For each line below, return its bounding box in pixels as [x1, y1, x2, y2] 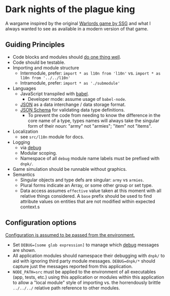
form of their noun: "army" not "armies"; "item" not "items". [27, 123, 152, 129]
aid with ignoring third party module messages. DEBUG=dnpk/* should [12, 257, 156, 264]
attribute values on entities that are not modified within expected [20, 198, 156, 204]
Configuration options [5, 218, 77, 227]
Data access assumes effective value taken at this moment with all [20, 188, 161, 194]
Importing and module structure [12, 64, 80, 70]
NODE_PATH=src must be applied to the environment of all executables [12, 269, 156, 275]
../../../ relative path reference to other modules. [12, 285, 120, 291]
